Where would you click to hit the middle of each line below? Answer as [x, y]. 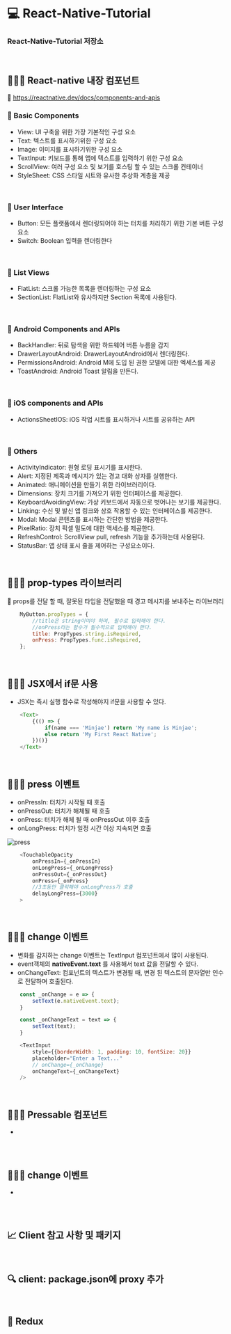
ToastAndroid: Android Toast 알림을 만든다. [78, 371]
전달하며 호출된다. [49, 981]
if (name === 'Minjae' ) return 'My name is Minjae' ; [121, 728]
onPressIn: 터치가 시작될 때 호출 [61, 802]
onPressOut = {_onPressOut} [70, 874]
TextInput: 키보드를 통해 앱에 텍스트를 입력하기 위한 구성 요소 [100, 158]
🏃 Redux [25, 1321]
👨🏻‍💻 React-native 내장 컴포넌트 [73, 80]
